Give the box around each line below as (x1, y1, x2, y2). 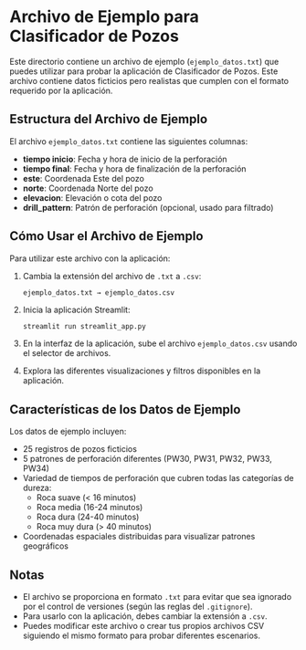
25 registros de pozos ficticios (22, 444, 137, 455)
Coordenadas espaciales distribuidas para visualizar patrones (22, 531, 256, 542)
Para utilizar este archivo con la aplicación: (9, 253, 171, 264)
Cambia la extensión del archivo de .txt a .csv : (22, 270, 202, 281)
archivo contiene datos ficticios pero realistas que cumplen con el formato (9, 75, 290, 86)
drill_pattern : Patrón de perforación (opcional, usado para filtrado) (22, 202, 274, 213)
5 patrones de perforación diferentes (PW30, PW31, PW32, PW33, (22, 454, 272, 465)
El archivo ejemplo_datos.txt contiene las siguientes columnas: (9, 135, 248, 147)
